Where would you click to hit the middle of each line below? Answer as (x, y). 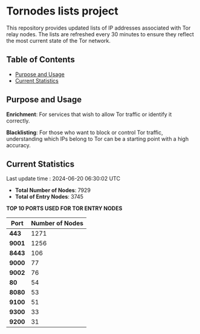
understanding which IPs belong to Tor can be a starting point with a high (98, 139)
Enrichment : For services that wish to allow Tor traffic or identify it (89, 114)
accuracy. (19, 145)
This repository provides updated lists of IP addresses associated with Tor (98, 28)
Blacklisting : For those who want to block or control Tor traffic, (85, 132)
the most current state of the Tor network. (58, 40)
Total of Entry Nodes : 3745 (49, 197)
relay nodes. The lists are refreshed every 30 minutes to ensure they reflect (100, 34)
